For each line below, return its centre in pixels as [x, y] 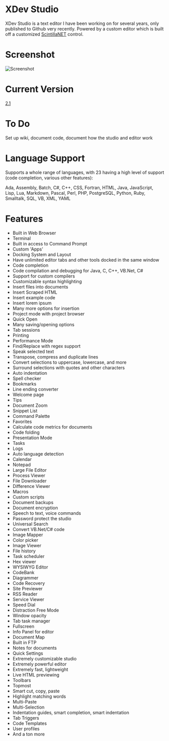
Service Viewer [28, 599]
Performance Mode [33, 340]
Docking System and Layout [42, 254]
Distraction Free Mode [36, 610]
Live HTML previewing [36, 675]
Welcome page [28, 395]
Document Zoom [30, 405]
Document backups [33, 502]
